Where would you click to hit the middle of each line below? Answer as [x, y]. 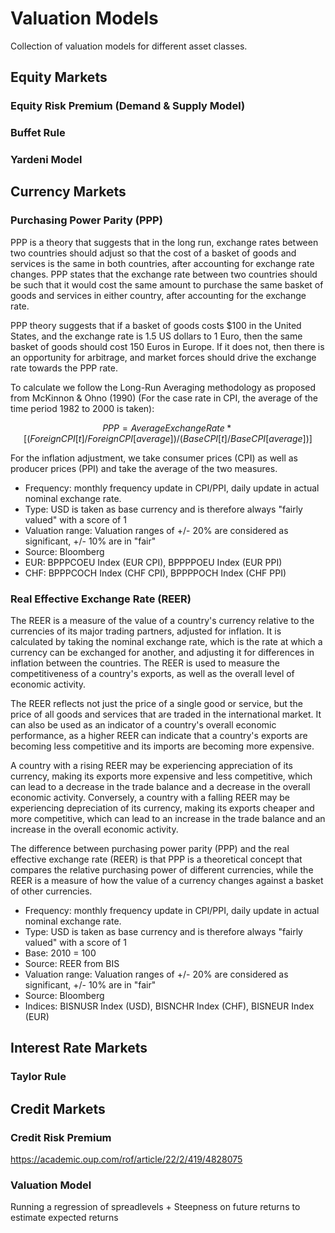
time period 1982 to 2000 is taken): [82, 408]
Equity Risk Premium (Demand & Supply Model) [128, 106]
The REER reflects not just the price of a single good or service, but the [156, 704]
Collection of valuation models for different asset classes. [129, 46]
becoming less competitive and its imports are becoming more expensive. [162, 746]
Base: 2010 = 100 [60, 953]
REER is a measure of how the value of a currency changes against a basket [167, 881]
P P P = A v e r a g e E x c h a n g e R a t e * [167, 428]
